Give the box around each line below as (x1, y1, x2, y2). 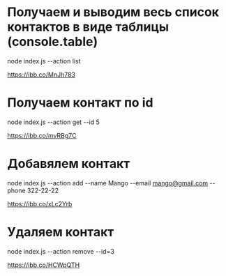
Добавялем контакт (7, 156, 130, 171)
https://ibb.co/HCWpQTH (7, 261, 80, 269)
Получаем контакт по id (7, 95, 153, 111)
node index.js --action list (7, 56, 81, 65)
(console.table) (7, 34, 98, 49)
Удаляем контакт (7, 224, 114, 240)
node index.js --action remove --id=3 (7, 247, 115, 255)
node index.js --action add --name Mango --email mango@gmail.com (7, 178, 209, 187)
